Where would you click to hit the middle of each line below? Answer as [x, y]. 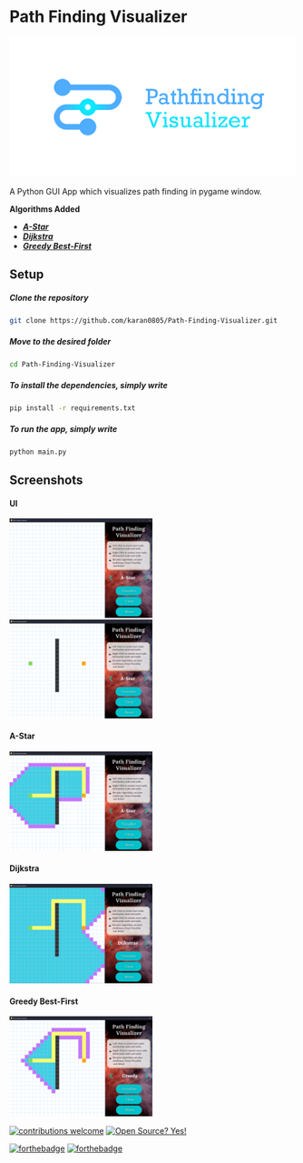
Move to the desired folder [60, 341]
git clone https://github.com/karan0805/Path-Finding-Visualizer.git [144, 321]
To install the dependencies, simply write [88, 385]
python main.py [38, 452]
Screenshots [46, 481]
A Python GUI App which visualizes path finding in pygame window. [136, 192]
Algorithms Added [44, 209]
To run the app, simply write [64, 428]
